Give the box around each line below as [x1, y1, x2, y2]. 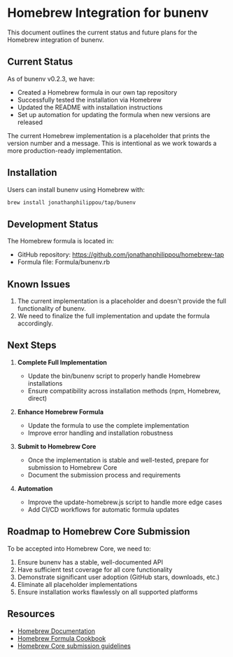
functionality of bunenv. [17, 304, 86, 313]
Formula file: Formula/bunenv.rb [17, 258, 111, 266]
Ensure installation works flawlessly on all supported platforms [17, 588, 198, 596]
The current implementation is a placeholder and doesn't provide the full [17, 297, 227, 306]
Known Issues [7, 278, 71, 290]
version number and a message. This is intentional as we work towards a [7, 139, 217, 147]
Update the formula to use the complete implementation [27, 421, 190, 429]
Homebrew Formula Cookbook [17, 634, 106, 642]
